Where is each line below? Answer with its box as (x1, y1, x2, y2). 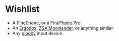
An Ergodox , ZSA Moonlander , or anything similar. (12, 25, 114, 31)
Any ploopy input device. (12, 30, 63, 36)
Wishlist (5, 3, 40, 15)
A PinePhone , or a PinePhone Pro (12, 20, 81, 26)
